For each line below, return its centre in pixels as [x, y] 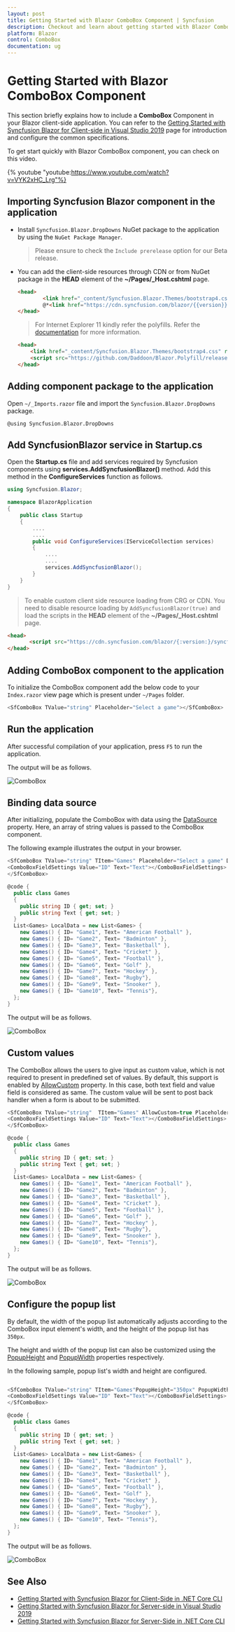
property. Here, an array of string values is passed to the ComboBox [106, 827]
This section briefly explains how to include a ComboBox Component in [111, 115]
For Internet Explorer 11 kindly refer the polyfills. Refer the [117, 325]
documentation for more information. [88, 332]
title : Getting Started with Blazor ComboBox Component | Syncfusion [111, 20]
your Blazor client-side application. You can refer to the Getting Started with [116, 123]
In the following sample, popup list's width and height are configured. [107, 1371]
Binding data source [52, 803]
